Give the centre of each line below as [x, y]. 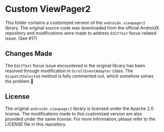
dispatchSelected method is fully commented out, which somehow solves [79, 76]
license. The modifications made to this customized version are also [74, 113]
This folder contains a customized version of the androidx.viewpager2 [75, 23]
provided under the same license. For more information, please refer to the [80, 119]
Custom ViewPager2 [48, 9]
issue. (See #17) [21, 38]
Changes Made [29, 54]
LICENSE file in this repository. [36, 124]
